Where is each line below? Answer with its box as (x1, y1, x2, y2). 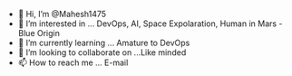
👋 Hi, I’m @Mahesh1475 (17, 9, 107, 19)
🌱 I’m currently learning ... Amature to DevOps (17, 37, 190, 48)
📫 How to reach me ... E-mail (17, 57, 129, 68)
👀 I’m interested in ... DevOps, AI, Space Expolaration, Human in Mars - (17, 18, 283, 29)
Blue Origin (17, 28, 61, 38)
